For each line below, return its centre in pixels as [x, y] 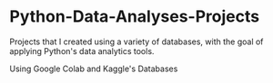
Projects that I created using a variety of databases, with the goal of [136, 41]
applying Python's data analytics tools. [82, 51]
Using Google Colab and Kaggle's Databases [94, 69]
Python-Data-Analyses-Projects [135, 17]
